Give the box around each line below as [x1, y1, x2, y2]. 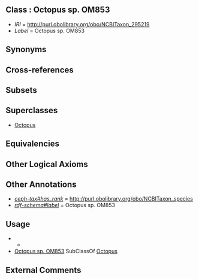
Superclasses [5, 105, 58, 116]
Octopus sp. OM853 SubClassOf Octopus [14, 248, 118, 255]
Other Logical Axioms [5, 159, 88, 169]
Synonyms [5, 44, 47, 54]
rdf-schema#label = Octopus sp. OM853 [14, 202, 115, 209]
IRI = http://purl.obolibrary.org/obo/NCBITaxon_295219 [14, 20, 150, 28]
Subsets [5, 85, 37, 95]
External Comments [5, 265, 82, 275]
